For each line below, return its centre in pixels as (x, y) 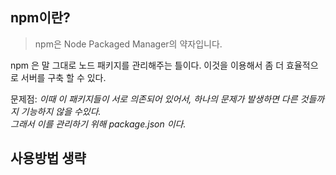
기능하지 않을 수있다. (61, 111)
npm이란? (40, 18)
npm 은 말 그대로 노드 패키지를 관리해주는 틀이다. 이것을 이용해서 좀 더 (147, 65)
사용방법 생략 (48, 158)
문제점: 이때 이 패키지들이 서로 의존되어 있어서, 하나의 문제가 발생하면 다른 (154, 99)
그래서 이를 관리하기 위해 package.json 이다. (98, 124)
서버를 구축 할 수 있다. (63, 77)
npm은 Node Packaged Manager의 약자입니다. (128, 44)
